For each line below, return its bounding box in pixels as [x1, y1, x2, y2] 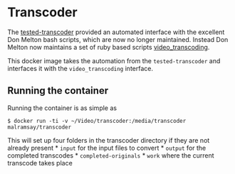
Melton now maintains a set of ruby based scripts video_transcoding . [7, 43, 210, 51]
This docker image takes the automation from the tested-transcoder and [7, 56, 221, 65]
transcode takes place [7, 158, 73, 167]
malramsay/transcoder [7, 124, 72, 131]
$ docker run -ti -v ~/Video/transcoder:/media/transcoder [7, 117, 187, 124]
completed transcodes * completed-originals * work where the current [7, 151, 214, 160]
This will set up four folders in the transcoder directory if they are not [7, 136, 210, 144]
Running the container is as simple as [7, 104, 117, 112]
